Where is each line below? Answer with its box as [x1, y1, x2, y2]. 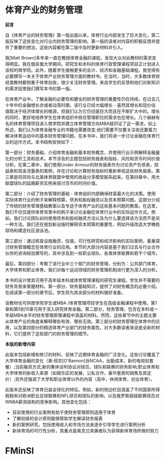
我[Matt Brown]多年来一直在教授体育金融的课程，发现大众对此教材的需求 [5, 55, 152, 60]
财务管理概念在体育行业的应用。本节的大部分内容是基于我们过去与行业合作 [9, 244, 160, 250]
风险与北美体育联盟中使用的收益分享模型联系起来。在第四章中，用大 [22, 174, 160, 180]
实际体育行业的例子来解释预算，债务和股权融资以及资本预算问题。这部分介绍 [5, 197, 160, 202]
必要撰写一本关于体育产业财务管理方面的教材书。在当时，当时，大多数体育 [5, 73, 156, 79]
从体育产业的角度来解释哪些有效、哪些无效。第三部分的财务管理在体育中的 [5, 318, 156, 324]
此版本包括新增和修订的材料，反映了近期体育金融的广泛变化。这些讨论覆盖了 [5, 351, 160, 357]
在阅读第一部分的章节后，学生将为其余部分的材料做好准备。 [5, 289, 126, 295]
